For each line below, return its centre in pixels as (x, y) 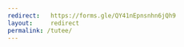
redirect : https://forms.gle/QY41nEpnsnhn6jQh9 (92, 16)
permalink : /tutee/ (40, 30)
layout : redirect (44, 23)
